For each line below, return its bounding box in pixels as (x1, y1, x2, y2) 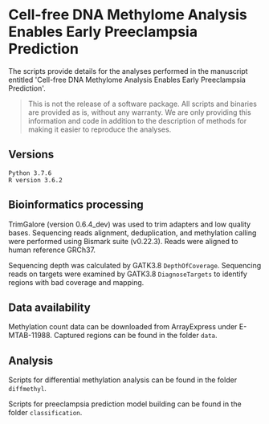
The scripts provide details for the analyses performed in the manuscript (8, 66, 248, 75)
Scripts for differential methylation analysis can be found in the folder (8, 375, 238, 385)
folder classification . (8, 408, 83, 418)
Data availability (8, 300, 91, 314)
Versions (8, 148, 55, 161)
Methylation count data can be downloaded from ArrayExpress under (8, 322, 238, 332)
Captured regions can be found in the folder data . (53, 331, 218, 340)
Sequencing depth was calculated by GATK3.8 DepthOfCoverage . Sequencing (8, 260, 262, 270)
